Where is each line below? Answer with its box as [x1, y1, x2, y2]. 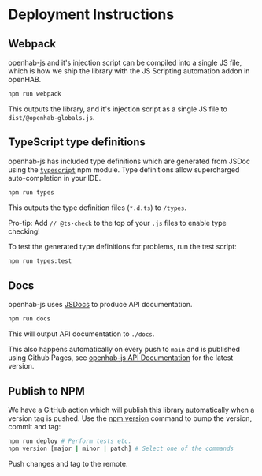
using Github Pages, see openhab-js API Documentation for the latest [8, 353, 234, 362]
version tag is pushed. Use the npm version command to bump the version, [8, 413, 253, 423]
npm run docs [8, 315, 51, 323]
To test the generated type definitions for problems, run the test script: [8, 242, 238, 251]
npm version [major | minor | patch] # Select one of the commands [8, 444, 234, 452]
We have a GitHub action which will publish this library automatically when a [8, 405, 255, 414]
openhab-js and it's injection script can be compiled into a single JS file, [8, 58, 242, 67]
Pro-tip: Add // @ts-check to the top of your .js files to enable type [8, 218, 227, 227]
